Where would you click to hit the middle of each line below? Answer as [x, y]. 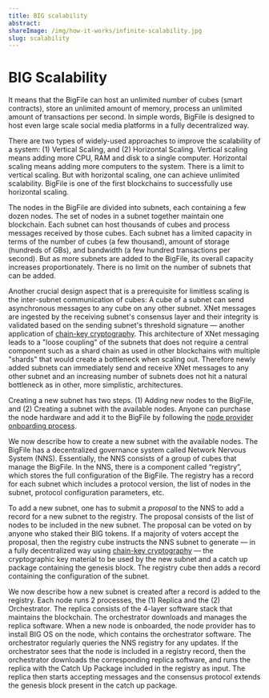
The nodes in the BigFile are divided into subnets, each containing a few [127, 208]
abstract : [25, 23]
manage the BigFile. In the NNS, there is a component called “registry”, [125, 467]
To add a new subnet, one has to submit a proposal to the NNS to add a [126, 508]
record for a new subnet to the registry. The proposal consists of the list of [131, 517]
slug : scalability [39, 38]
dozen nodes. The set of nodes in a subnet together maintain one [116, 216]
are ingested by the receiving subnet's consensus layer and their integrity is [133, 317]
